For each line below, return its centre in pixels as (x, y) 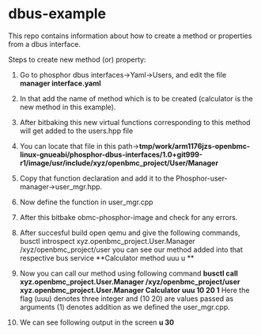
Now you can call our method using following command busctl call (129, 273)
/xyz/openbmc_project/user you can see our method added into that (131, 249)
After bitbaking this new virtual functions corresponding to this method (135, 122)
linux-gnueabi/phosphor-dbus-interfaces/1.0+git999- (111, 154)
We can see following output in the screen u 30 (97, 322)
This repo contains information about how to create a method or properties (130, 36)
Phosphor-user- (201, 178)
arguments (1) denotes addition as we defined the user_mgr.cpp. (125, 306)
